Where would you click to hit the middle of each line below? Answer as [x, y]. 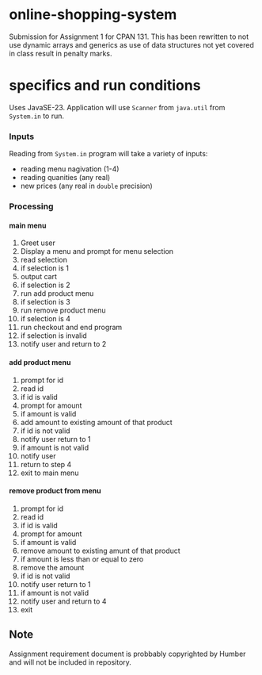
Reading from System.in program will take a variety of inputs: [108, 154]
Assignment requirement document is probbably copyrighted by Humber [127, 654]
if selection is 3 [45, 302]
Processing [31, 206]
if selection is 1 [45, 268]
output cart [39, 277]
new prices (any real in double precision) [86, 186]
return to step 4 [46, 464]
